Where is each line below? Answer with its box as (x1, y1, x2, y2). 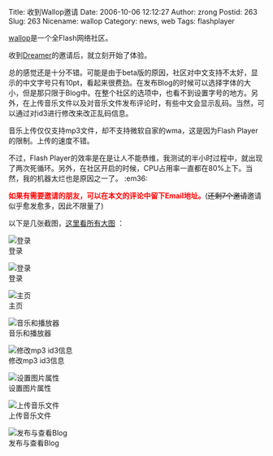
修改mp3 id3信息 (8, 356, 65, 365)
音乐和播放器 (8, 328, 51, 338)
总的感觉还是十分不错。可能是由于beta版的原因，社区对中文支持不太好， (8, 68, 252, 77)
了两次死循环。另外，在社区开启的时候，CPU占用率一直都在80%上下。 (8, 164, 246, 173)
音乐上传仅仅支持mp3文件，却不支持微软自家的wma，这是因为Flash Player (8, 125, 258, 135)
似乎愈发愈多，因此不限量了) (8, 201, 104, 210)
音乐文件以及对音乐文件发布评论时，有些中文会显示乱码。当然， (43, 99, 258, 107)
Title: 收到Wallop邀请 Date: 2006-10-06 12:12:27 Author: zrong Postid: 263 (8, 7, 258, 16)
